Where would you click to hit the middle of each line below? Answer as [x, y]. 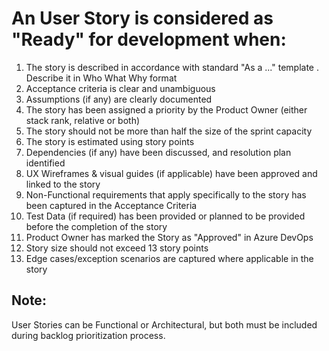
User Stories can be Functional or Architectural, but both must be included [164, 324]
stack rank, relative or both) [83, 120]
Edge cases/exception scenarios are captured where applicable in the [169, 258]
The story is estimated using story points [110, 141]
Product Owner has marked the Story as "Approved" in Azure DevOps [169, 237]
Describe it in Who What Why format [101, 78]
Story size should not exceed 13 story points [117, 248]
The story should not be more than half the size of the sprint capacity [169, 131]
